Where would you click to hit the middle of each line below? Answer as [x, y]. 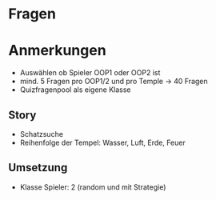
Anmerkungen [57, 51]
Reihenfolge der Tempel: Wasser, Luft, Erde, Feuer [102, 142]
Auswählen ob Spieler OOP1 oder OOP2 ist [90, 73]
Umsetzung [38, 168]
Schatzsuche [42, 134]
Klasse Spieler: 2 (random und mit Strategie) [93, 187]
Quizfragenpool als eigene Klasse [75, 90]
